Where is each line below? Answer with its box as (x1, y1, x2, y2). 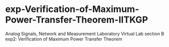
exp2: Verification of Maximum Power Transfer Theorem (5, 36, 122, 42)
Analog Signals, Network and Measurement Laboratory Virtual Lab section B (5, 30, 164, 36)
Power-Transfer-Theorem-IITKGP (5, 14, 148, 25)
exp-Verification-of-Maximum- (5, 3, 139, 15)
